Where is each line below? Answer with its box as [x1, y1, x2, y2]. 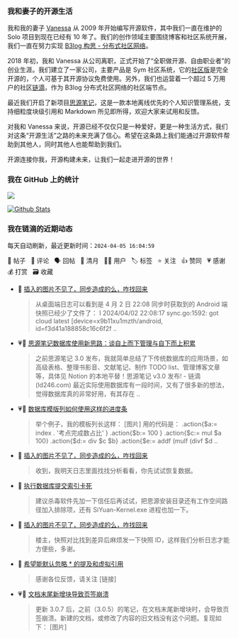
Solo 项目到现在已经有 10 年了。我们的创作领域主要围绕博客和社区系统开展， [7, 33, 231, 41]
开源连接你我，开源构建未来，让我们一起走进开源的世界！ [7, 155, 175, 164]
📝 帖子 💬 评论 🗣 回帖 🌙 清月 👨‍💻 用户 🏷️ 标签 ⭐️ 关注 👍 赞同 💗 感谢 [7, 256, 226, 264]
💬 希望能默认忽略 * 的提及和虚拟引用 [17, 559, 124, 568]
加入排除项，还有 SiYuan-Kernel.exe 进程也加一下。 [41, 505, 193, 514]
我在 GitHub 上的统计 [7, 175, 79, 185]
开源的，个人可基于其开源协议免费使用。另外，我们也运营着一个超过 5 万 [7, 75, 220, 83]
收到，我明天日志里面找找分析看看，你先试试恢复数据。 [35, 466, 197, 475]
